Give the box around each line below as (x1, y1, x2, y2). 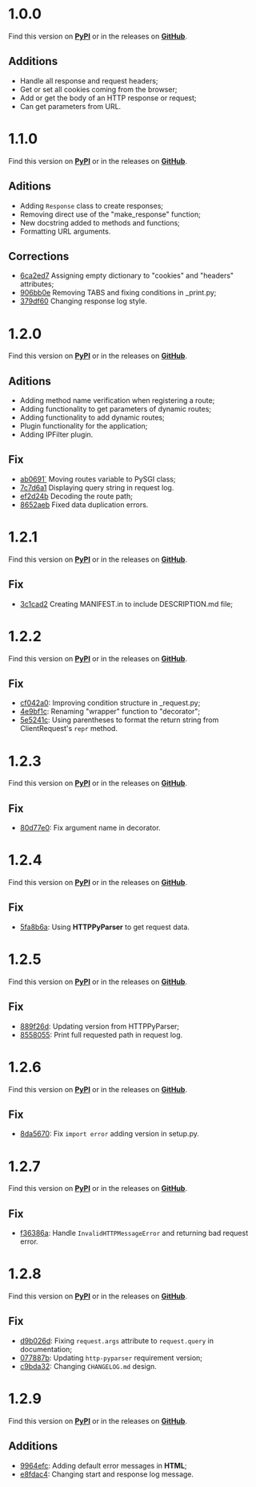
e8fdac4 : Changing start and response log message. (19, 1469, 194, 1479)
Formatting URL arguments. (19, 226, 111, 236)
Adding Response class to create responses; (19, 201, 164, 210)
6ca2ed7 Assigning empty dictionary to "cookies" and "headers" (19, 270, 234, 281)
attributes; (19, 279, 54, 289)
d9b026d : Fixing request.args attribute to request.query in (19, 1335, 214, 1345)
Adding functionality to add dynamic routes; (19, 412, 166, 422)
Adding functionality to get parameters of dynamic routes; (19, 404, 212, 414)
